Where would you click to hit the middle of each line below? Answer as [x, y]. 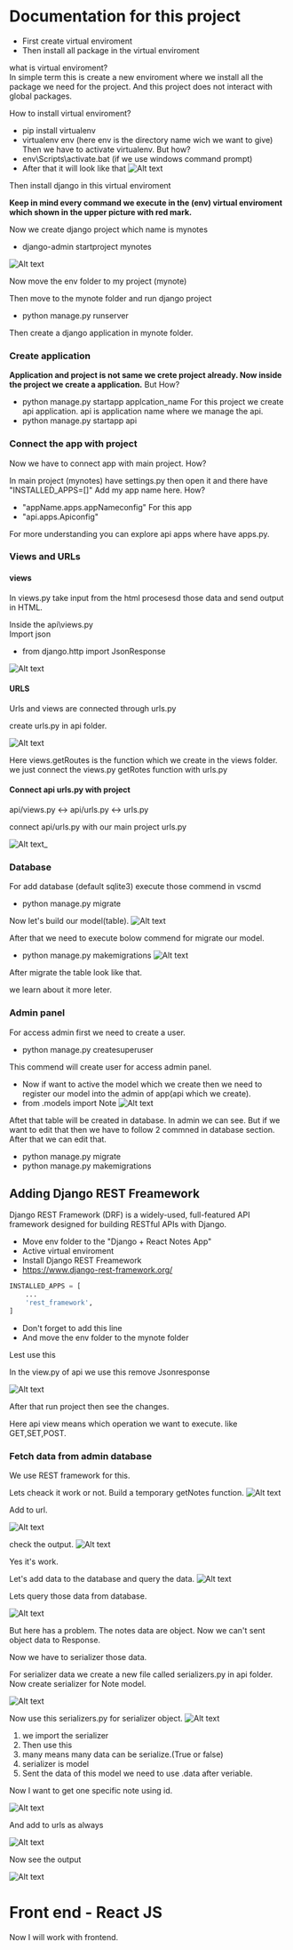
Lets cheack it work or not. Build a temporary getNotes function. [127, 1493]
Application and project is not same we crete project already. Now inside [146, 375]
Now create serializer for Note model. [78, 1684]
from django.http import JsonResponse [94, 651]
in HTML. [26, 607]
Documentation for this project [125, 16]
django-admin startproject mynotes [87, 246]
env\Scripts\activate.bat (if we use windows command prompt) [137, 158]
